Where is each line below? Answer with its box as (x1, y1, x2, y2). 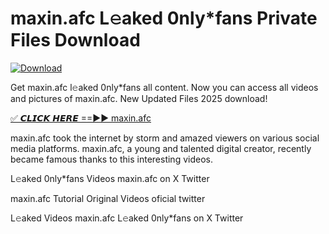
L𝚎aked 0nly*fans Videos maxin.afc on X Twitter (10, 172, 210, 184)
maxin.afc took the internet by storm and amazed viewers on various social (10, 132, 320, 144)
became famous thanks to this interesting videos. (10, 153, 213, 165)
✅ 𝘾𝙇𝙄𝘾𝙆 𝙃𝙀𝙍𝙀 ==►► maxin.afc (10, 112, 152, 124)
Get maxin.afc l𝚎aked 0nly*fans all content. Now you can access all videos (10, 81, 319, 93)
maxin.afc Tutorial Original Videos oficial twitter (10, 192, 206, 204)
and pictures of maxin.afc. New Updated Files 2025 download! (10, 92, 268, 104)
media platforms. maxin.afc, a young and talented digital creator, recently (10, 142, 312, 154)
